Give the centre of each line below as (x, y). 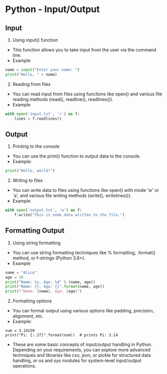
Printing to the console (36, 146)
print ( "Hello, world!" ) (30, 171)
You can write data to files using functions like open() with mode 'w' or (86, 190)
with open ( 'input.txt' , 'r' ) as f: (43, 114)
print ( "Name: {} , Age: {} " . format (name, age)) (55, 287)
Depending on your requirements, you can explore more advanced (81, 350)
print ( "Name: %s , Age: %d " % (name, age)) (50, 282)
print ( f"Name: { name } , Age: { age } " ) (44, 291)
